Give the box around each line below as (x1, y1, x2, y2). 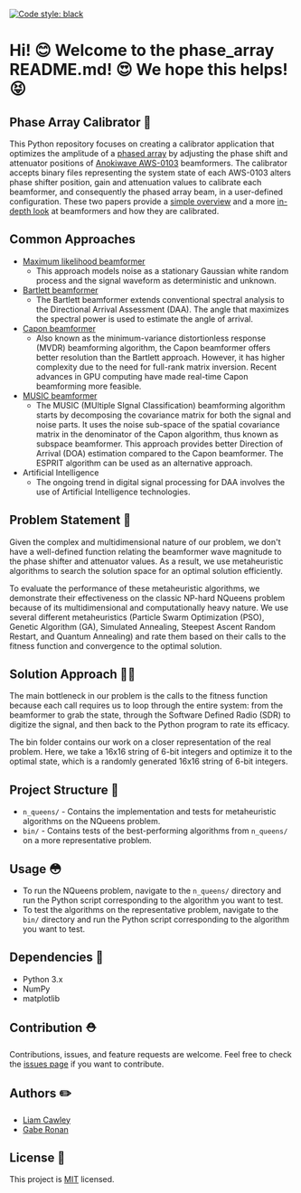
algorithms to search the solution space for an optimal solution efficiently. (9, 565, 283, 576)
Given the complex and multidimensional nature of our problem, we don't (9, 536, 282, 547)
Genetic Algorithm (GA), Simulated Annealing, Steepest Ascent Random (9, 621, 276, 632)
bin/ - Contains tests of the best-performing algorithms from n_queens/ (22, 825, 288, 836)
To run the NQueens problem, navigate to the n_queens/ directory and (22, 886, 282, 897)
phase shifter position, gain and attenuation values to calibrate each (9, 177, 262, 187)
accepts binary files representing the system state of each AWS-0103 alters (9, 167, 292, 178)
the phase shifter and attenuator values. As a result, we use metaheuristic (9, 556, 284, 567)
